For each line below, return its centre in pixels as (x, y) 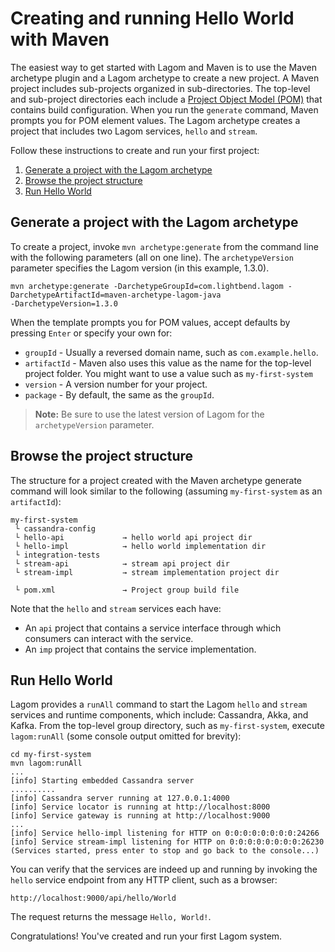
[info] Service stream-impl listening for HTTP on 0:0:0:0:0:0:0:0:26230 (167, 842)
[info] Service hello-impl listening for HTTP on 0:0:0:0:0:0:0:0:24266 (165, 833)
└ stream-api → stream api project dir (122, 563)
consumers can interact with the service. (109, 638)
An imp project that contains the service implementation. (140, 649)
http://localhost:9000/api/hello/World (93, 898)
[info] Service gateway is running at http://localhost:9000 (140, 816)
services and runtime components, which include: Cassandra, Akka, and (159, 715)
